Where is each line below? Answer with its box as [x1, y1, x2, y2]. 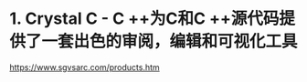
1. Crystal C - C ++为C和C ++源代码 [9, 8, 280, 29]
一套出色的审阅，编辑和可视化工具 [41, 31, 299, 52]
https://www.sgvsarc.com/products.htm [9, 61, 160, 73]
